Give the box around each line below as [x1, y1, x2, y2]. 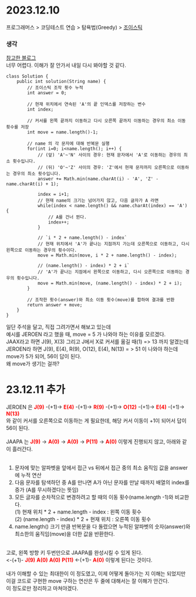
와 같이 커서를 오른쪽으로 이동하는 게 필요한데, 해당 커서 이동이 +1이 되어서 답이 [6, 417, 187, 424]
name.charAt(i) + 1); [6, 181, 59, 187]
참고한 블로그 [6, 54, 36, 62]
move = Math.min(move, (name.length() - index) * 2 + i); [37, 281, 183, 286]
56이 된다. [6, 425, 30, 432]
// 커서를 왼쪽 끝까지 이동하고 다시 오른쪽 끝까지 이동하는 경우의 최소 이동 [27, 118, 186, 124]
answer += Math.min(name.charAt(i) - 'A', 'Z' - [37, 176, 159, 182]
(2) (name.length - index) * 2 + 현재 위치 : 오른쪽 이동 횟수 [14, 516, 151, 523]
